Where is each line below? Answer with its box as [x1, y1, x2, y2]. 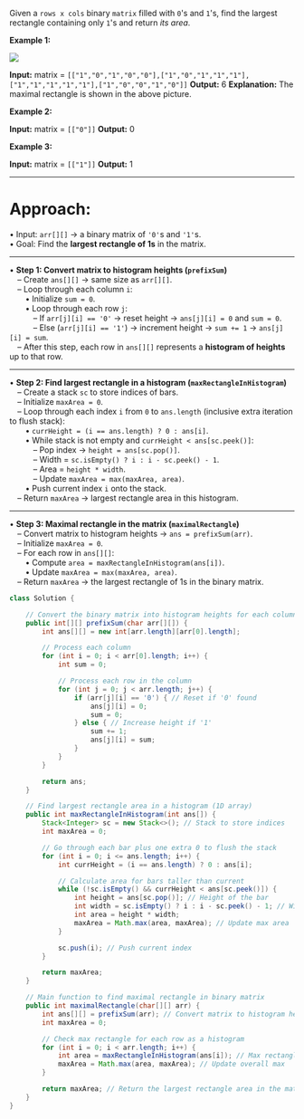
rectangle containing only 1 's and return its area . [9, 17, 191, 28]
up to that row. [9, 350, 63, 361]
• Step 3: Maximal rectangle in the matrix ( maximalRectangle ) [9, 518, 240, 529]
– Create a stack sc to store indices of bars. [17, 387, 179, 397]
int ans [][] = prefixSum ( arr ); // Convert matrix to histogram [42, 1009, 285, 1019]
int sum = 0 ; [57, 660, 107, 669]
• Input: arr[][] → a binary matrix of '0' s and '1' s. [9, 228, 202, 239]
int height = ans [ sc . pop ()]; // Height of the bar [73, 894, 270, 903]
